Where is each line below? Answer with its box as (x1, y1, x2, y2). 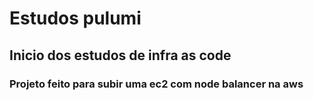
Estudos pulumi (9, 7, 142, 30)
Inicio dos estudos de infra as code (9, 47, 232, 64)
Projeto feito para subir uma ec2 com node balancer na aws (9, 77, 304, 91)
